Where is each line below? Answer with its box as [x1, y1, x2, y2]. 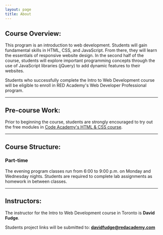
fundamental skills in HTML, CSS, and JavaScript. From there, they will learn [5, 47, 157, 53]
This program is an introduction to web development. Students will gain [5, 42, 147, 48]
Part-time [5, 157, 28, 164]
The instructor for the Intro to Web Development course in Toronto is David [5, 210, 155, 216]
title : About [5, 12, 32, 16]
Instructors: [5, 197, 42, 206]
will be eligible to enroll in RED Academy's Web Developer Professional [5, 83, 147, 88]
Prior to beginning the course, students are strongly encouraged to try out [5, 119, 153, 125]
